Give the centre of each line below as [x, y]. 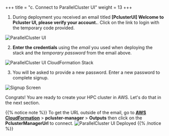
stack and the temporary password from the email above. [72, 53]
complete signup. [30, 78]
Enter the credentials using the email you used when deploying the [82, 47]
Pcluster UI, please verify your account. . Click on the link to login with [86, 22]
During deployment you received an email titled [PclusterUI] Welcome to [88, 17]
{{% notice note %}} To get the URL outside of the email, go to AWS [76, 112]
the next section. [23, 103]
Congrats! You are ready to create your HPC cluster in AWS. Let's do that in [83, 97]
